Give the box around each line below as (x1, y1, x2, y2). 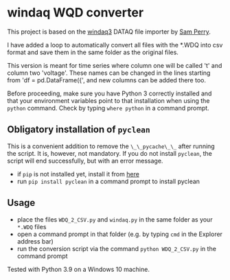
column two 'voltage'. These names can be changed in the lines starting (7, 69, 211, 77)
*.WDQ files (16, 222, 47, 231)
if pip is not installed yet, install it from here (16, 170, 139, 178)
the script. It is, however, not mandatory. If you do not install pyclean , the (7, 149, 213, 157)
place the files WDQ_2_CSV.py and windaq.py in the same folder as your (16, 215, 213, 224)
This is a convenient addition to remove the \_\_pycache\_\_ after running (7, 142, 215, 150)
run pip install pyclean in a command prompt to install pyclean (16, 177, 200, 185)
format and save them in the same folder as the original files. (7, 48, 179, 56)
